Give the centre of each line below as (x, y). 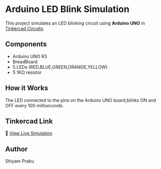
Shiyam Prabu (20, 161)
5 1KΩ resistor (27, 72)
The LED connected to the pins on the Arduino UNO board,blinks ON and (81, 100)
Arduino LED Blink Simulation (67, 9)
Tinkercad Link (29, 121)
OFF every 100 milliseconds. (34, 105)
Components (26, 44)
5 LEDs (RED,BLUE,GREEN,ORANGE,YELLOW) (60, 67)
